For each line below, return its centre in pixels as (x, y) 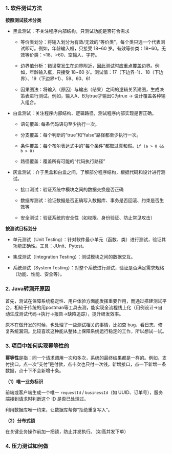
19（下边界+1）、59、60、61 (61, 78)
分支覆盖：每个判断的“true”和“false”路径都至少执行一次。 (81, 135)
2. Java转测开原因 (28, 289)
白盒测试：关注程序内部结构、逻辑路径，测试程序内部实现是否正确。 (84, 113)
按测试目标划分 (21, 229)
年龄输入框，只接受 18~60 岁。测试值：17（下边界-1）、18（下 (94, 72)
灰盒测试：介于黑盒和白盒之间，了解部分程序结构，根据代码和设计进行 (87, 172)
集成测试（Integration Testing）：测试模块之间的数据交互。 (74, 257)
